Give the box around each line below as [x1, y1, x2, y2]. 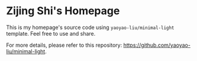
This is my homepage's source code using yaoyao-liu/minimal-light [6, 24, 175, 31]
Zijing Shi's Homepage [6, 4, 120, 18]
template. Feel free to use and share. [6, 30, 96, 37]
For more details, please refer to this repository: [6, 41, 122, 49]
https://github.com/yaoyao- [123, 41, 191, 49]
